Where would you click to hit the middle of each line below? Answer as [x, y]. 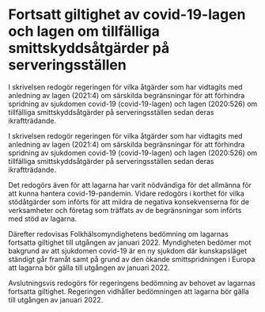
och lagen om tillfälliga [84, 31]
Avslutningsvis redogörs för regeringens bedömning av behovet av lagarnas [132, 283]
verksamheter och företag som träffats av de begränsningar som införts [125, 210]
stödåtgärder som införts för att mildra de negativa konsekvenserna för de [129, 202]
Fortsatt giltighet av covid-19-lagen [127, 15]
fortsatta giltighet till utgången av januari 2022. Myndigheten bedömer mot [130, 242]
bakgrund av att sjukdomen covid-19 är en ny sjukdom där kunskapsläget [128, 250]
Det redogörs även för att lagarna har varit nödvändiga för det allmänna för [130, 185]
